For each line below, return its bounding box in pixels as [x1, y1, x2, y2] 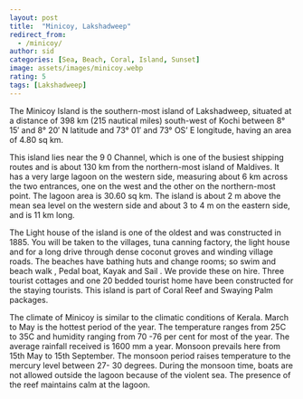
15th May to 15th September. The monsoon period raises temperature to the [9, 350, 291, 361]
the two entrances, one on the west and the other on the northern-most [9, 180, 276, 191]
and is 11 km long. [9, 209, 75, 220]
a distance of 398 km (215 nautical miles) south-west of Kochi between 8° [9, 115, 286, 126]
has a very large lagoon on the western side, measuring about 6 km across [9, 171, 289, 182]
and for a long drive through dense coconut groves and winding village [9, 246, 274, 257]
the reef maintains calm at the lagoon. [9, 379, 151, 390]
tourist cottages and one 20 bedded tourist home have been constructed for [9, 275, 294, 286]
